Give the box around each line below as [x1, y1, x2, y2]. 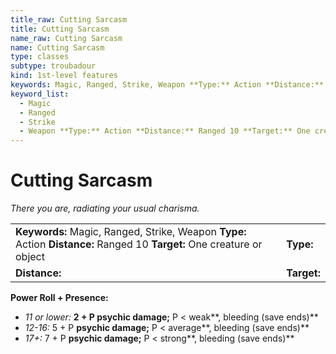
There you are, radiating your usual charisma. [10, 202, 200, 215]
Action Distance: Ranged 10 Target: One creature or [15, 237, 263, 251]
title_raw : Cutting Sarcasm [10, 14, 128, 25]
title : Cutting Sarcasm [10, 24, 110, 34]
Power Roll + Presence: [10, 292, 109, 304]
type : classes [10, 52, 70, 62]
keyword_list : [10, 89, 70, 99]
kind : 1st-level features [10, 71, 118, 81]
